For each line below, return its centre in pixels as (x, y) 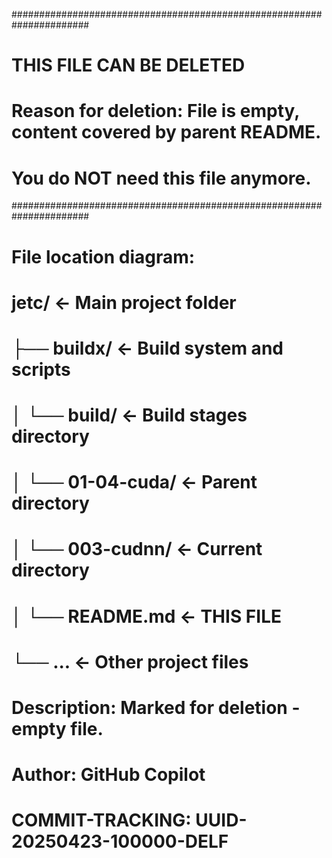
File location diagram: (103, 256)
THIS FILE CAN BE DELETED (128, 65)
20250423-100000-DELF (120, 841)
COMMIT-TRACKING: (101, 820)
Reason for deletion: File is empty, (155, 111)
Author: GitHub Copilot (108, 775)
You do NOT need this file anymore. (161, 178)
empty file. (57, 729)
